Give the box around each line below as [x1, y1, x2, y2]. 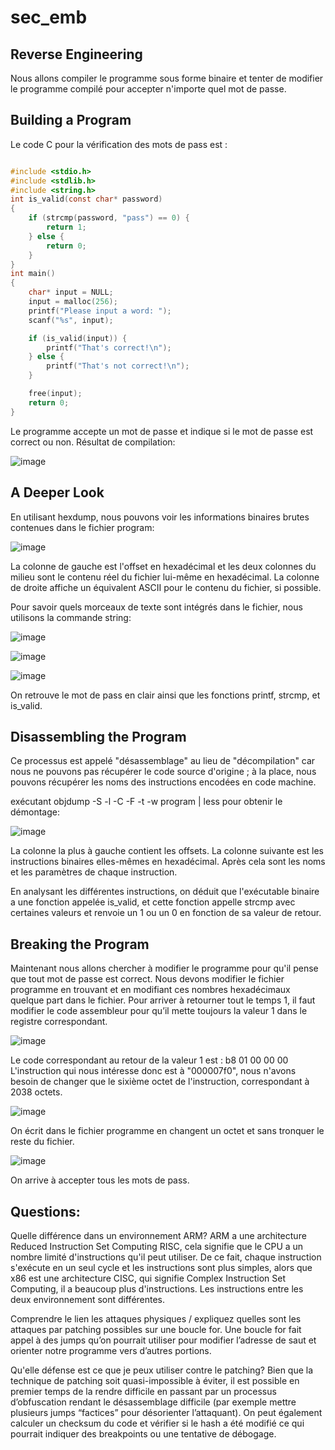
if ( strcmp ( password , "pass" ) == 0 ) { [28, 213, 190, 223]
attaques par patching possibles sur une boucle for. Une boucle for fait [10, 1323, 302, 1335]
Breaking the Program [10, 936, 150, 953]
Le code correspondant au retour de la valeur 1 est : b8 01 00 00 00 [10, 1054, 289, 1066]
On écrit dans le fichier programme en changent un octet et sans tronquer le [10, 1125, 325, 1137]
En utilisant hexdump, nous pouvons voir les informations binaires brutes [10, 511, 310, 523]
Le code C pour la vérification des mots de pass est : [10, 138, 228, 150]
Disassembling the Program [10, 728, 187, 745]
